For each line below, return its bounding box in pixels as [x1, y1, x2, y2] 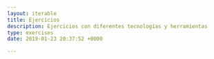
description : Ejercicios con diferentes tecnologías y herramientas [7, 23, 208, 29]
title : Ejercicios [7, 16, 60, 23]
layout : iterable [7, 10, 57, 17]
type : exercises [7, 29, 54, 36]
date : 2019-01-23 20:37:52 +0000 [7, 36, 103, 43]
